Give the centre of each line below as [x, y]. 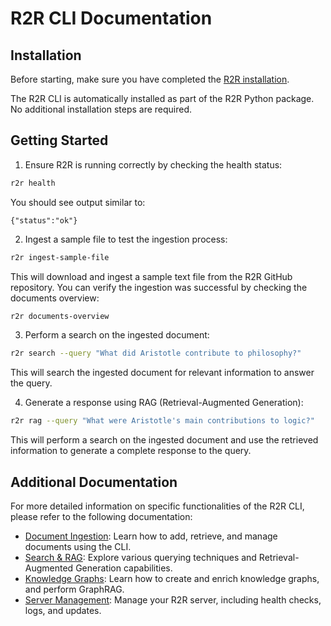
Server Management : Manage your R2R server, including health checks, [173, 600]
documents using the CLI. [78, 546]
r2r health [33, 183]
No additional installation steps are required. [101, 109]
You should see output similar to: [78, 202]
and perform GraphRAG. [74, 589]
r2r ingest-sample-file [60, 257]
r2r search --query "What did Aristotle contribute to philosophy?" [156, 353]
